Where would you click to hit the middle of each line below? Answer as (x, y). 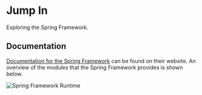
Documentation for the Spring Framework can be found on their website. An (101, 61)
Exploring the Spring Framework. (48, 27)
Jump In (27, 11)
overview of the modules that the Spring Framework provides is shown (95, 67)
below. (15, 74)
